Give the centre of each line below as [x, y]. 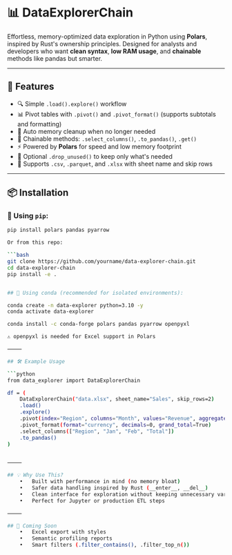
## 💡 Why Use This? [36, 475]
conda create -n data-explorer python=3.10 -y [75, 305]
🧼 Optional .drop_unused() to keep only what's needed [95, 156]
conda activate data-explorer [51, 312]
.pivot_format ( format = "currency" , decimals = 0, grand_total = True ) [116, 425]
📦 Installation [38, 193]
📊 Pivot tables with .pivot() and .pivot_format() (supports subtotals [116, 114]
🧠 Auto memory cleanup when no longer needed [86, 131]
